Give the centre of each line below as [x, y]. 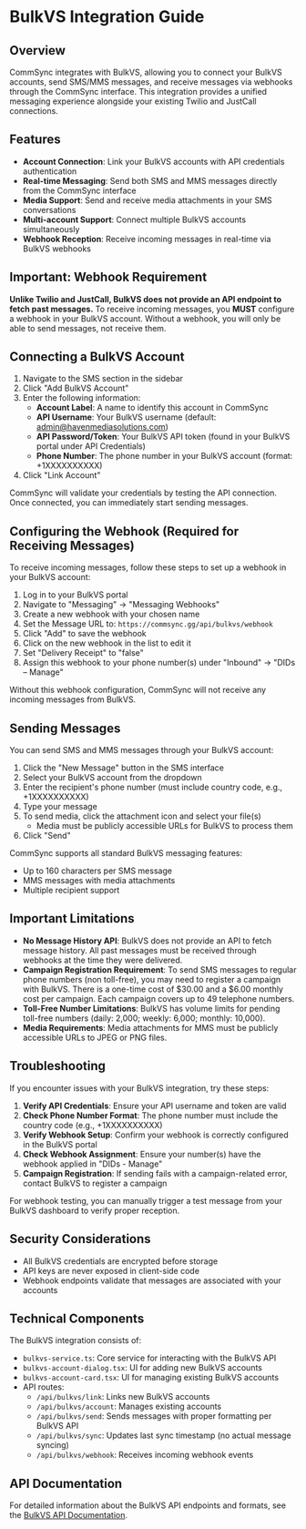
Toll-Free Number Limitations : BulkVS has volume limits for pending [151, 1008]
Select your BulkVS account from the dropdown [112, 778]
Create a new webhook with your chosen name [111, 614]
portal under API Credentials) [91, 446]
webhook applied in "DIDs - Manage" [92, 1164]
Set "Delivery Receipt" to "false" [83, 653]
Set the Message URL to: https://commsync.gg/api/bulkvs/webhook [148, 624]
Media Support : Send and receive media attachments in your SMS [148, 200]
